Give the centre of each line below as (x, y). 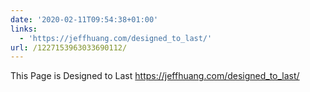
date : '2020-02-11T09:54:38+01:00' (84, 19)
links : (24, 29)
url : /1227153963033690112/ (69, 47)
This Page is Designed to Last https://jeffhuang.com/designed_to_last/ (155, 76)
